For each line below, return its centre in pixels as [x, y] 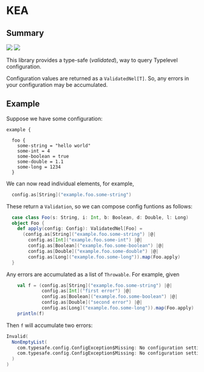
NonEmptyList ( [29, 342]
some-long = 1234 [39, 167]
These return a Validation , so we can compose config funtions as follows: [100, 206]
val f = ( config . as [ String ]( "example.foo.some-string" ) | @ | [95, 285]
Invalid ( [17, 336]
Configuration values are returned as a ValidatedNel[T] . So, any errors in [98, 78]
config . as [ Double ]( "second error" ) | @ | [92, 302]
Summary [25, 33]
